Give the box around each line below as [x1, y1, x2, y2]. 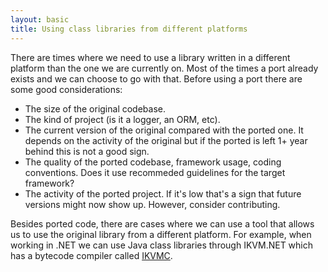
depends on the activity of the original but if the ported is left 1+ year [24, 134, 308, 146]
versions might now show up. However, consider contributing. [24, 198, 281, 210]
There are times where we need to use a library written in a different [10, 51, 291, 63]
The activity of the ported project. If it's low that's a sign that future [24, 187, 302, 200]
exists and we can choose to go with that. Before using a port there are [10, 72, 303, 85]
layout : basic [10, 14, 70, 25]
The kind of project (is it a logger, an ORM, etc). [24, 113, 221, 125]
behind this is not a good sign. [24, 145, 150, 157]
